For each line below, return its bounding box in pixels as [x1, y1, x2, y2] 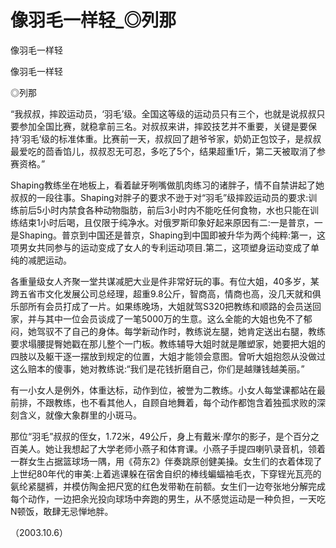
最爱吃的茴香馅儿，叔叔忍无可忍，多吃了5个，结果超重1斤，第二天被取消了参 [10, 145, 326, 157]
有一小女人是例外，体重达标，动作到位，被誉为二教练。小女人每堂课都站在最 [10, 384, 326, 396]
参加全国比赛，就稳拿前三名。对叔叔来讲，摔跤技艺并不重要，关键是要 [18, 120, 308, 132]
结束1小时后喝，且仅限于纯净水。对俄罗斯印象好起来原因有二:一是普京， [18, 216, 315, 228]
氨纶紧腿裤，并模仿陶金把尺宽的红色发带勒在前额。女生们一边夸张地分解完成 [10, 480, 326, 492]
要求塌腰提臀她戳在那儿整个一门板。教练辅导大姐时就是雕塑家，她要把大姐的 [10, 337, 326, 350]
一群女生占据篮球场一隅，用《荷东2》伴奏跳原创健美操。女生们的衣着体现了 [10, 455, 323, 467]
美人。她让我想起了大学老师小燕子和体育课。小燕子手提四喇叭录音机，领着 [18, 442, 326, 455]
